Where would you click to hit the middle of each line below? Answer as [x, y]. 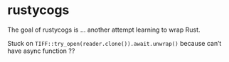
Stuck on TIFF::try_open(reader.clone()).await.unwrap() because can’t [114, 43]
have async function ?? [41, 51]
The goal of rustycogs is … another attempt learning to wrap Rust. [104, 30]
